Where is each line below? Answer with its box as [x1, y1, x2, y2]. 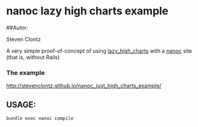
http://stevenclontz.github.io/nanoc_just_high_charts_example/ [6, 82, 162, 89]
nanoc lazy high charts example [6, 4, 169, 18]
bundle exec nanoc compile [6, 116, 74, 122]
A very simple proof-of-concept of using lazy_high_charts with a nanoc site [6, 47, 192, 55]
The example [6, 68, 45, 77]
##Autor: [6, 24, 28, 31]
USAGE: [6, 99, 37, 110]
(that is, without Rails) [6, 53, 60, 61]
